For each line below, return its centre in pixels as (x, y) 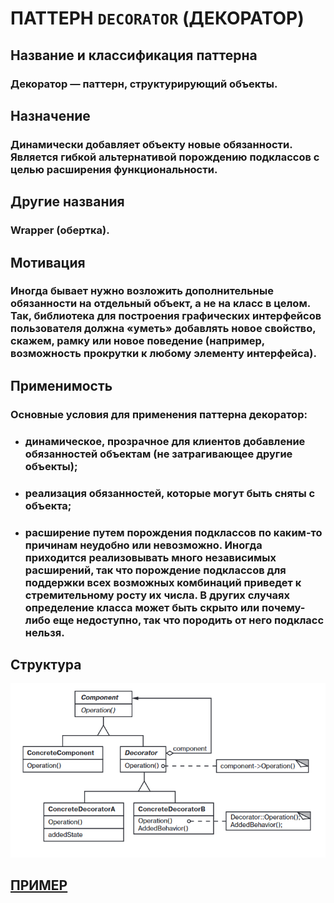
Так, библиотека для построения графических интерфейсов (166, 316)
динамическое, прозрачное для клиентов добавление (165, 441)
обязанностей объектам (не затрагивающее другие (158, 454)
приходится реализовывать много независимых (150, 557)
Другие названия (67, 202)
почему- (283, 607)
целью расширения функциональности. (114, 169)
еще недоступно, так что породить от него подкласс (188, 620)
